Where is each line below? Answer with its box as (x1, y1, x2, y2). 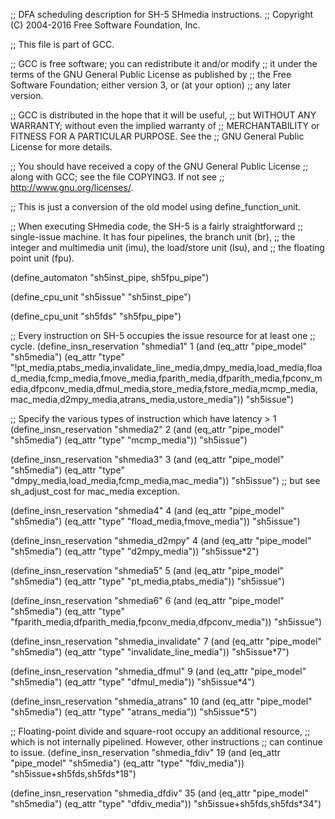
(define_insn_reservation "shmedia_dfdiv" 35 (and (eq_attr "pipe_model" (10, 787, 309, 799)
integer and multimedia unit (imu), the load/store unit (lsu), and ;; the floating (10, 242, 325, 253)
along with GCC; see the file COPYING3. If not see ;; (10, 171, 225, 183)
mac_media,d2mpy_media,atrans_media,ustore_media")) (10, 394, 244, 405)
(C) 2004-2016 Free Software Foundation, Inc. (10, 19, 201, 31)
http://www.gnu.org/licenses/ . (10, 182, 134, 193)
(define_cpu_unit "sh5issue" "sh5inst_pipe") (10, 291, 192, 303)
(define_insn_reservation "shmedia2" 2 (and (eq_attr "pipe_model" (10, 424, 285, 435)
